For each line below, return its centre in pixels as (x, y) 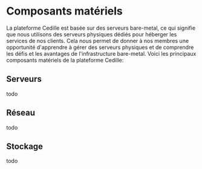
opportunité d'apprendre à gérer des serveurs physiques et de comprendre (100, 47)
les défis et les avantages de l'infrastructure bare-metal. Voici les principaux (101, 53)
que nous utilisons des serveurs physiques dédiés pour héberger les (92, 34)
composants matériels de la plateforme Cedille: (65, 60)
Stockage (25, 146)
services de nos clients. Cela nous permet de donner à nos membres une (98, 41)
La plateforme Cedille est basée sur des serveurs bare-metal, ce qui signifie (101, 28)
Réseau (21, 113)
